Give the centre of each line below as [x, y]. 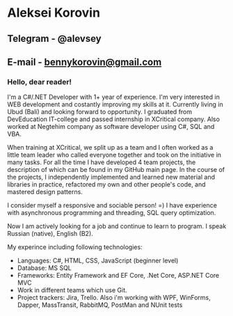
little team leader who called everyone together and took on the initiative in [114, 155]
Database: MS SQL [44, 268]
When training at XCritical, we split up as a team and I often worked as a [110, 148]
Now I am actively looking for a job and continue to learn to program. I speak [117, 226]
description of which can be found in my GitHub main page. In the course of [116, 170]
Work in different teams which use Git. [72, 290]
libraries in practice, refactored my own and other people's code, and [107, 184]
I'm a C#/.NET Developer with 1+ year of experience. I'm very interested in [114, 97]
